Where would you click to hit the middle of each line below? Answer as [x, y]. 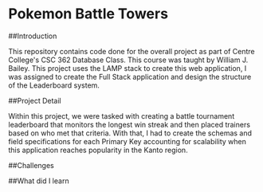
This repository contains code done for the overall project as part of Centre [131, 51]
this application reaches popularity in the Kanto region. [98, 150]
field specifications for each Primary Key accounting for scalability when [128, 141]
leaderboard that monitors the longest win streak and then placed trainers [130, 124]
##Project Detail [35, 100]
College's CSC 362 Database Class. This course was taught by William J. [128, 60]
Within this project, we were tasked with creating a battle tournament [122, 116]
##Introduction [33, 36]
